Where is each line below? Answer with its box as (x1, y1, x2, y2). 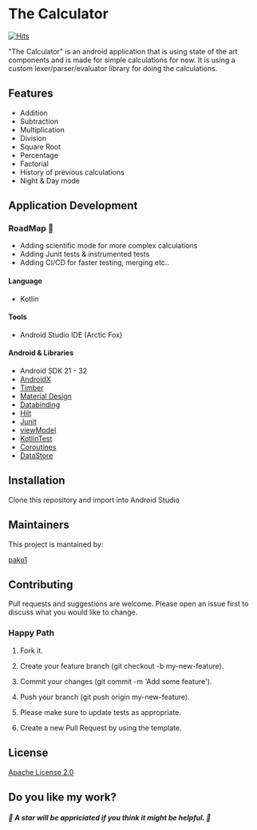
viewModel (19, 425, 57, 435)
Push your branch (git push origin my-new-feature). (19, 692, 190, 702)
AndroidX (19, 374, 52, 384)
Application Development (8, 199, 138, 212)
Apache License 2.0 (8, 767, 74, 777)
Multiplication (19, 125, 65, 134)
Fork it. (19, 646, 44, 655)
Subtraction (19, 117, 58, 126)
